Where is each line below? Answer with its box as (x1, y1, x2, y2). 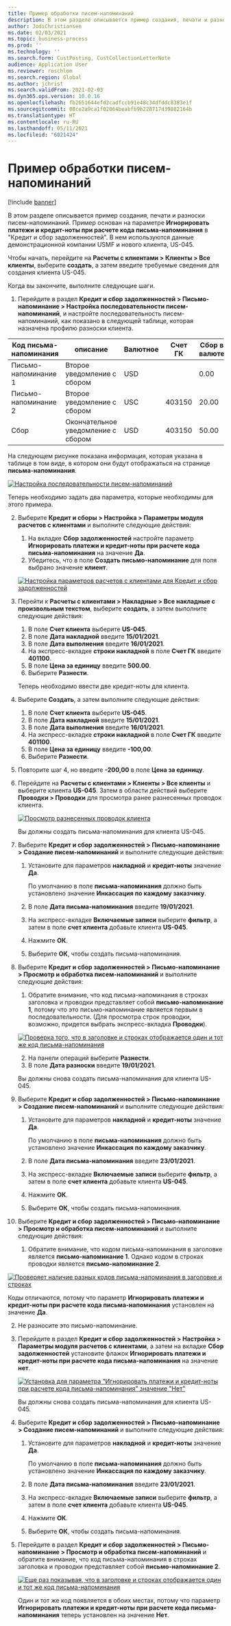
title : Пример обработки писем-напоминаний (8, 10, 134, 17)
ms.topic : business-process (8, 36, 88, 43)
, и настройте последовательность (59, 309, 162, 318)
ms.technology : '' (8, 49, 60, 56)
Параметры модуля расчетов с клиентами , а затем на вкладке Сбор (17, 1342, 224, 1350)
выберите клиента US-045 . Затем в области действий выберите (17, 786, 208, 794)
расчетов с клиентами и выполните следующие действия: (17, 521, 191, 529)
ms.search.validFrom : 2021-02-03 (8, 86, 104, 93)
